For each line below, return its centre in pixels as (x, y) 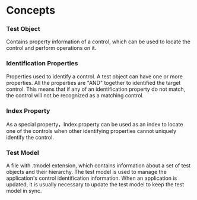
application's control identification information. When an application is (92, 178)
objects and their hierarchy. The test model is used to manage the (87, 172)
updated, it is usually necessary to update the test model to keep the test (95, 185)
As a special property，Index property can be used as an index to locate (95, 125)
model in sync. (24, 191)
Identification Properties (42, 64)
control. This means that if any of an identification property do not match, (96, 89)
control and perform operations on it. (51, 48)
